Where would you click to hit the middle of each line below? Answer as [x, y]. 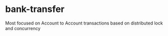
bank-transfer [35, 9]
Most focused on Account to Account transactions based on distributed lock [84, 23]
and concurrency [23, 28]
